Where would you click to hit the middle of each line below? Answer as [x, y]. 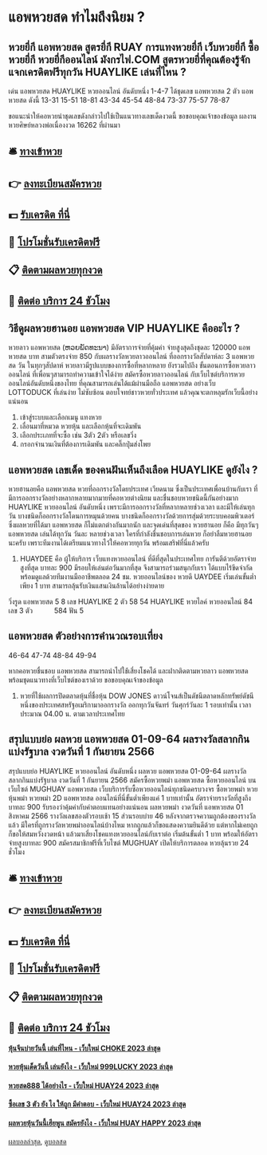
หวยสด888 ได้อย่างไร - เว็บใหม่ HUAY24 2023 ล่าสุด [84, 1086]
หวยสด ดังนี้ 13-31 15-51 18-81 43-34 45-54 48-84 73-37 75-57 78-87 [119, 100]
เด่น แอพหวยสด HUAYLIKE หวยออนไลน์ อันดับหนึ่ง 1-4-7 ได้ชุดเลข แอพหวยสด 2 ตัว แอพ [131, 91]
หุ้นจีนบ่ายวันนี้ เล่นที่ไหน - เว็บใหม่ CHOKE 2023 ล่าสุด [84, 1048]
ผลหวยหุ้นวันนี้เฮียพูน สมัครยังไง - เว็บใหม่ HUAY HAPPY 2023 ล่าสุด [105, 1123]
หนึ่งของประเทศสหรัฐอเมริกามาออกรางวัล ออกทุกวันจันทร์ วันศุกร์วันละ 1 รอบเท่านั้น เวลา [135, 704]
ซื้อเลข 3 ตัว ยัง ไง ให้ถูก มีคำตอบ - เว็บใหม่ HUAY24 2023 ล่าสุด [97, 1104]
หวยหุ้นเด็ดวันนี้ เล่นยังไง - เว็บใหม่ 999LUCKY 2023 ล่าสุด [90, 1067]
